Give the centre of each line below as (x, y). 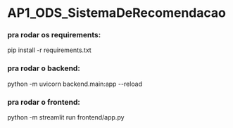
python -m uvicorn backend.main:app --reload (75, 84)
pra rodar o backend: (44, 68)
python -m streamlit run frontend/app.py (66, 117)
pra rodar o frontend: (44, 102)
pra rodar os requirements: (54, 35)
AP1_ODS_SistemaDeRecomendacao (117, 13)
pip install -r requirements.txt (49, 50)
